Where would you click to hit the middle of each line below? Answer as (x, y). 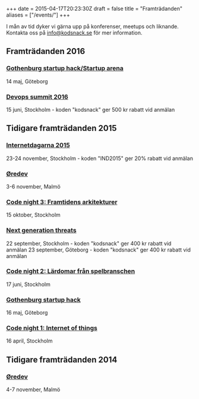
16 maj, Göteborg (27, 313)
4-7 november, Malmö (33, 389)
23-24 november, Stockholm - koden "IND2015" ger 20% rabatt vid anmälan (99, 158)
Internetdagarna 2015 (38, 145)
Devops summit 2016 (37, 96)
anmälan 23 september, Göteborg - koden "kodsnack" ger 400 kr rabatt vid (99, 250)
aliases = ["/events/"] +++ (38, 15)
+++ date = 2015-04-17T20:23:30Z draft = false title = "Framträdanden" (94, 9)
